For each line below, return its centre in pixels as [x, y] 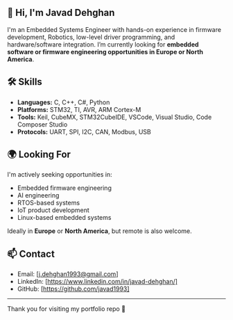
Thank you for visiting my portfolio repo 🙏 [67, 309]
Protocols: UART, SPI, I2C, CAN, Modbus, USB [84, 131]
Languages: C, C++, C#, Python [63, 102]
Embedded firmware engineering [64, 188]
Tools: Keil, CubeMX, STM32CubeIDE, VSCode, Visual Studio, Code [114, 117]
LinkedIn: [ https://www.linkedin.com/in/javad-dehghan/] [97, 282]
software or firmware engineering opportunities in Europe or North [105, 51]
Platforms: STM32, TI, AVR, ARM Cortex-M [79, 109]
